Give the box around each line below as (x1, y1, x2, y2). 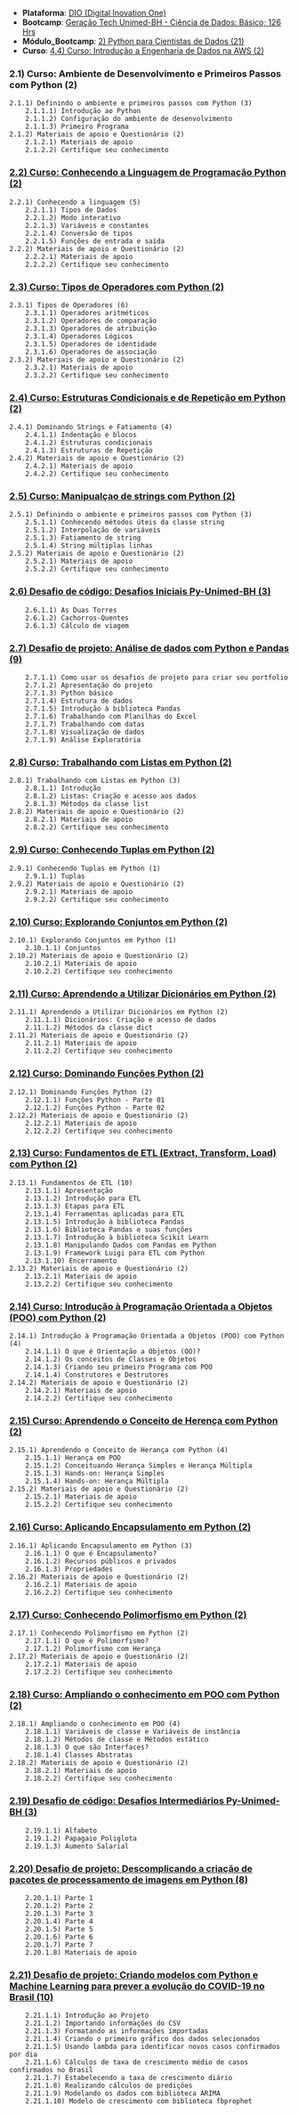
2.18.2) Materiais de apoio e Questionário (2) (9, 1759, 189, 1768)
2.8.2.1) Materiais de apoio (25, 815, 133, 825)
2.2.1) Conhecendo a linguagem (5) (9, 198, 141, 207)
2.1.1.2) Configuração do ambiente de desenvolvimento (25, 115, 233, 124)
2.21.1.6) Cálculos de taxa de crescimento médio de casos (25, 2058, 249, 2067)
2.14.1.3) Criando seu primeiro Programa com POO (25, 1362, 213, 1372)
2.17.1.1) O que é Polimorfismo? (25, 1637, 149, 1646)
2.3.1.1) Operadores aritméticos (25, 308, 149, 317)
